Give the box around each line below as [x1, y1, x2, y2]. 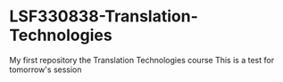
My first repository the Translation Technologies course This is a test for [9, 54, 275, 65]
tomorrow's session [9, 64, 82, 75]
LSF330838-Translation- [9, 6, 198, 27]
